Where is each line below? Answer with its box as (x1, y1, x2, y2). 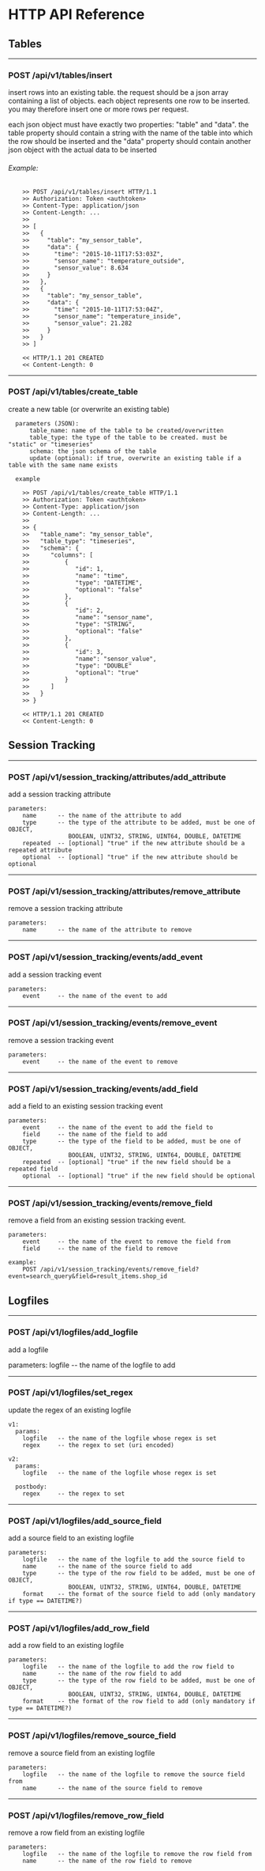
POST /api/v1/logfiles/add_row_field (8, 1623, 150, 1634)
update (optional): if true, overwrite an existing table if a (28, 454, 242, 462)
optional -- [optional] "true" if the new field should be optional (22, 1172, 256, 1180)
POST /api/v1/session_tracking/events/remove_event (8, 1018, 218, 1029)
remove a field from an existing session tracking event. (8, 1215, 187, 1225)
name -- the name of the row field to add (22, 1670, 181, 1678)
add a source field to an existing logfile (8, 1533, 134, 1543)
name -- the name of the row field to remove (22, 1857, 192, 1865)
